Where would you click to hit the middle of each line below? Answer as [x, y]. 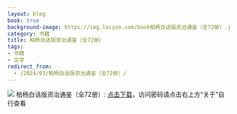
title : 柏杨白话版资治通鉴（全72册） [56, 40]
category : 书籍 [29, 34]
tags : [15, 47]
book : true [23, 21]
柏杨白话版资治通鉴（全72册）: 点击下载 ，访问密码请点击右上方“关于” [117, 94]
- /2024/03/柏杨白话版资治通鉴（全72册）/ [70, 73]
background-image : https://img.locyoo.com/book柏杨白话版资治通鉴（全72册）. [118, 27]
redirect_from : [30, 67]
